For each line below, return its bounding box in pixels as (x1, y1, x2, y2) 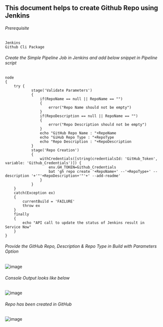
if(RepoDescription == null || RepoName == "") (39, 113, 138, 119)
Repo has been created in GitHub (5, 301, 72, 307)
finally (14, 212, 29, 217)
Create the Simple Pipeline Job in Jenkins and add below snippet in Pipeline (5, 55, 158, 61)
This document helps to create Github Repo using (5, 4, 158, 12)
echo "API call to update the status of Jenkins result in (22, 220, 145, 225)
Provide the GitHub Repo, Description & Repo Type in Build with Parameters (5, 244, 157, 249)
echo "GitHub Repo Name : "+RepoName (39, 130, 117, 136)
